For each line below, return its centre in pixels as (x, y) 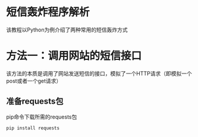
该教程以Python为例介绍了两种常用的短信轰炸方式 (67, 30)
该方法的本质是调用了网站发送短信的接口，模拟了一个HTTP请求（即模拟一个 (99, 73)
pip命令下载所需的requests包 (42, 117)
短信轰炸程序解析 (48, 12)
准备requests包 (35, 101)
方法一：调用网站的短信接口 (74, 56)
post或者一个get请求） (34, 81)
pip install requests (33, 128)
